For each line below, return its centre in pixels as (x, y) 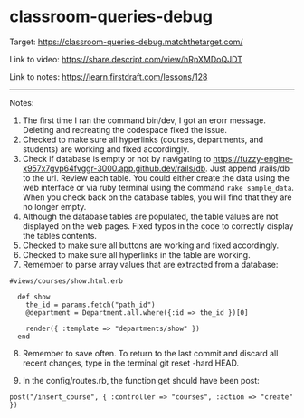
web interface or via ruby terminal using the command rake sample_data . (158, 187)
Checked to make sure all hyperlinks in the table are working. (136, 254)
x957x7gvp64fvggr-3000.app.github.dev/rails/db (114, 168)
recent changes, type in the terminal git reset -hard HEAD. (131, 363)
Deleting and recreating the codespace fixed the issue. (125, 129)
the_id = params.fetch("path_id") (90, 305)
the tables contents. (60, 235)
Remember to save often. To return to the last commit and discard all (150, 353)
